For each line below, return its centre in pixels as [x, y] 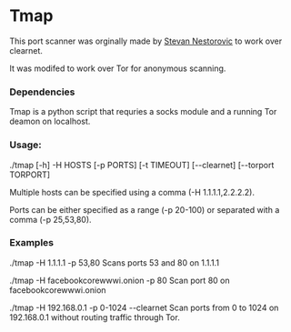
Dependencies [42, 92]
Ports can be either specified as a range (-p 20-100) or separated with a [145, 209]
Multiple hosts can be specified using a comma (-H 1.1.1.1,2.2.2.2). [132, 192]
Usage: [26, 145]
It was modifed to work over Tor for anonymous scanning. [118, 68]
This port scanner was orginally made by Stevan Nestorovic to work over [146, 41]
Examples [32, 243]
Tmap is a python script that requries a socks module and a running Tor [143, 112]
